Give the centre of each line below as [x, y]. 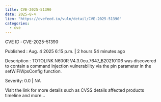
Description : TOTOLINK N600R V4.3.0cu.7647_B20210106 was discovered [80, 61]
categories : [17, 23]
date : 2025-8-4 [21, 14]
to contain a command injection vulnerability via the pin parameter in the [78, 66]
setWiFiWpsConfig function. [34, 71]
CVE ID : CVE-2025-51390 [32, 42]
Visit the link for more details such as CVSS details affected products [75, 90]
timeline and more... [25, 96]
